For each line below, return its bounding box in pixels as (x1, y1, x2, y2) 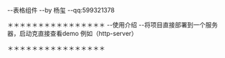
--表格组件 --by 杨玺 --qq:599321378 (7, 6, 115, 14)
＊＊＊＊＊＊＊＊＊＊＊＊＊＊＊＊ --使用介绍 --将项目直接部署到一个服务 (7, 21, 218, 29)
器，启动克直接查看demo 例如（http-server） (7, 30, 138, 37)
